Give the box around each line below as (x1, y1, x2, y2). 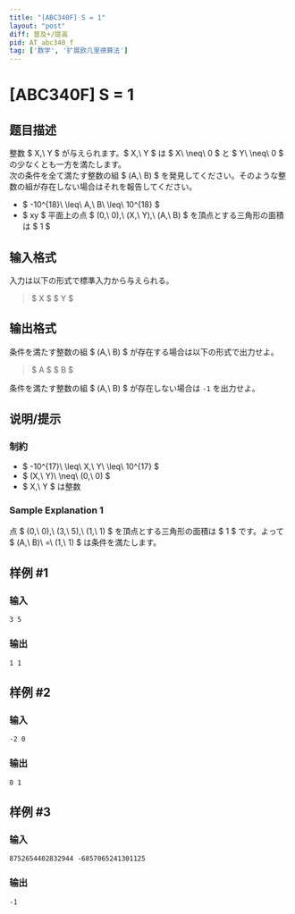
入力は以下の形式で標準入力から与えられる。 (9, 274, 174, 286)
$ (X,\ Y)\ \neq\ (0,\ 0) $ (21, 471, 111, 482)
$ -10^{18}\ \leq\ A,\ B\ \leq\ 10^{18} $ (21, 199, 161, 210)
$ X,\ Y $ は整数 (21, 482, 81, 492)
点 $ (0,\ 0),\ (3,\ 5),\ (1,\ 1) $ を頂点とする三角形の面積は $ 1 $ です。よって (9, 525, 284, 536)
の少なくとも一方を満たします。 (9, 159, 127, 170)
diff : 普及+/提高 (9, 29, 69, 38)
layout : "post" (9, 21, 66, 30)
